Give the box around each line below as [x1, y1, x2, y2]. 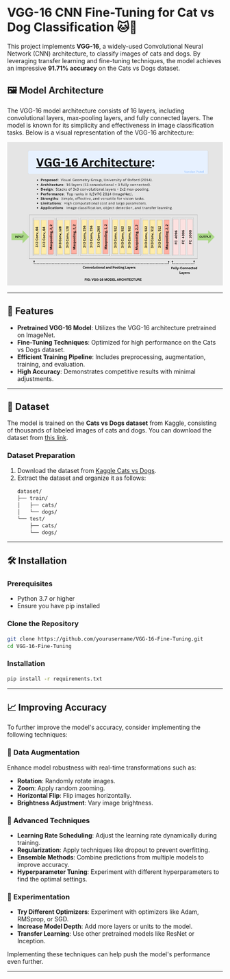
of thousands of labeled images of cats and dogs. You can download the [7, 426, 212, 435]
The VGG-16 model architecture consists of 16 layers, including [7, 106, 185, 115]
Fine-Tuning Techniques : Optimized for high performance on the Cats [16, 338, 216, 346]
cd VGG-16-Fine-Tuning [7, 643, 72, 649]
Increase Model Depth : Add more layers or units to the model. [16, 922, 193, 931]
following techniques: [7, 730, 68, 739]
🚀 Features [7, 306, 54, 317]
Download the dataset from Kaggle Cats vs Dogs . [16, 466, 157, 474]
